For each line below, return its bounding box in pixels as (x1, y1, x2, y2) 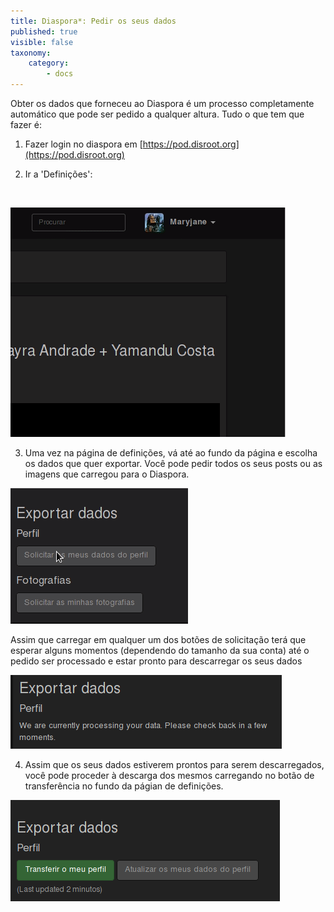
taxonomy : (10, 48, 52, 58)
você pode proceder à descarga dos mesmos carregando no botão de (24, 770, 315, 781)
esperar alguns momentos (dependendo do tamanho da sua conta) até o (10, 645, 310, 656)
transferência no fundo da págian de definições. (24, 780, 224, 792)
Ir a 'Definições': (24, 168, 93, 180)
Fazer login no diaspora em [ (24, 138, 143, 150)
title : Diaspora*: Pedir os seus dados (10, 16, 177, 26)
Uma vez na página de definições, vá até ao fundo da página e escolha (24, 447, 318, 459)
